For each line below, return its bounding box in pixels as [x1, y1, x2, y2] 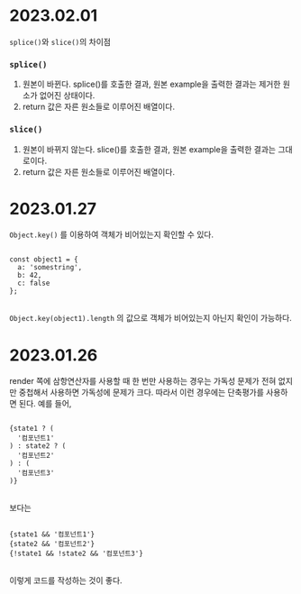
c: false [17, 279, 50, 288]
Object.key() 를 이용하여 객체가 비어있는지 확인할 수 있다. [9, 229, 214, 240]
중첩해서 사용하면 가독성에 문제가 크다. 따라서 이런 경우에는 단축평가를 [18, 387, 264, 398]
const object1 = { [9, 255, 78, 264]
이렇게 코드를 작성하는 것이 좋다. [9, 575, 123, 586]
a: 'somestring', [17, 263, 83, 272]
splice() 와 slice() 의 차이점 [9, 36, 111, 47]
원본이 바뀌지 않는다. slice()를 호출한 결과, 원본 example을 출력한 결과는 [22, 143, 277, 154]
